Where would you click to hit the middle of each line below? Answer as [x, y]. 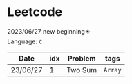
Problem [82, 58]
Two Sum [82, 70]
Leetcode [35, 12]
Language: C [25, 41]
